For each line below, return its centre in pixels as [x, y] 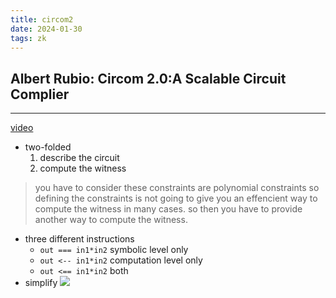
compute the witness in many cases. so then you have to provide [168, 209]
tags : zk [28, 38]
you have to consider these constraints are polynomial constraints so [177, 188]
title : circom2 [42, 19]
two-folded [48, 147]
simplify [41, 283]
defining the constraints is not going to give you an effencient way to [176, 198]
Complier [40, 94]
